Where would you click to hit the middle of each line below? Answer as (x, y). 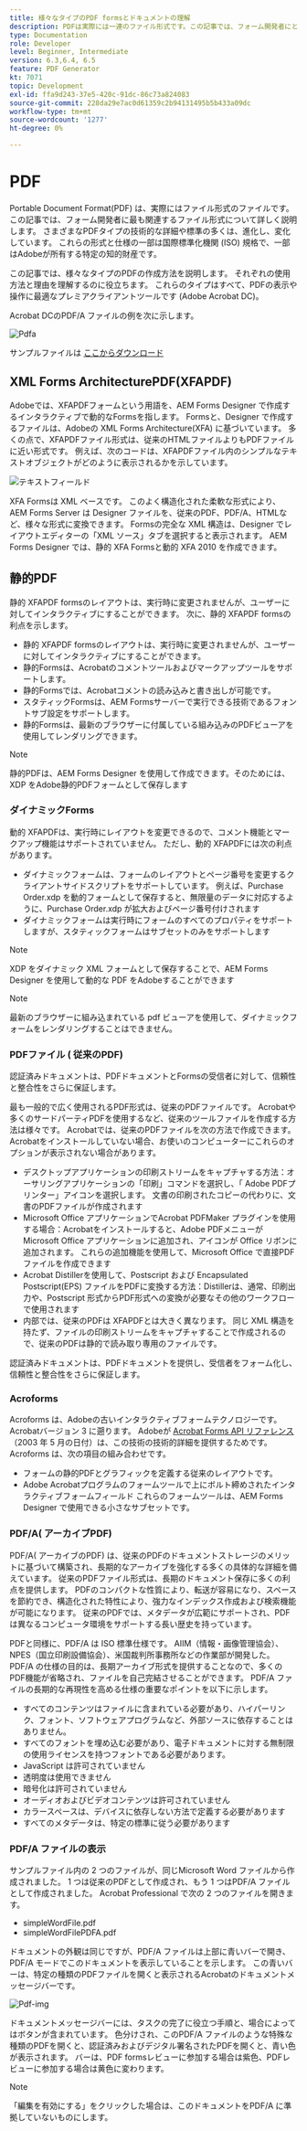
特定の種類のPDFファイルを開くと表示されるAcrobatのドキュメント (160, 1975)
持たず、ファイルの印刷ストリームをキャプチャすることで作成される (150, 1332)
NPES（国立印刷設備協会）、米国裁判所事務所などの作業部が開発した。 (142, 1655)
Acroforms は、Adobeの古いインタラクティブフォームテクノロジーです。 (146, 1420)
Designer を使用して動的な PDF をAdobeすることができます (122, 980)
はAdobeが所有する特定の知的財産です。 (85, 253)
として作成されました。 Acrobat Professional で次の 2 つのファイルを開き (148, 1893)
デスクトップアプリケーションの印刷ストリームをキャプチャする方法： (154, 1172)
